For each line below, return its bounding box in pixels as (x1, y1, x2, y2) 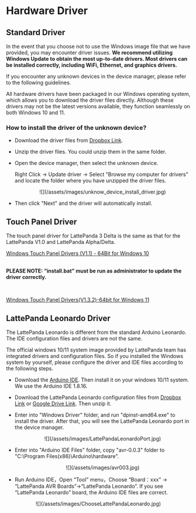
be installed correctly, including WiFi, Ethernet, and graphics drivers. (6, 61, 177, 68)
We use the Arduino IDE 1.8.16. (14, 382, 88, 390)
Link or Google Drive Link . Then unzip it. (14, 400, 112, 407)
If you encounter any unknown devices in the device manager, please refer (6, 73, 187, 80)
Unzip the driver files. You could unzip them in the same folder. (14, 148, 167, 156)
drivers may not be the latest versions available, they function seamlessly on (6, 103, 190, 109)
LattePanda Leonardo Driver (6, 313, 111, 323)
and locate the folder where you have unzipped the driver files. (14, 177, 167, 184)
